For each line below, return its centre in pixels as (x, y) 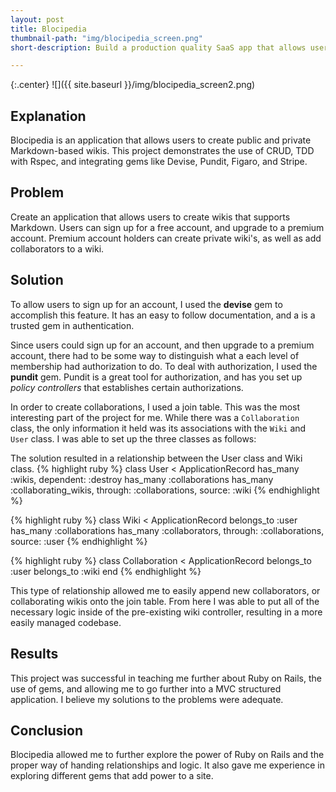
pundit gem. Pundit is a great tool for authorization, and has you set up (156, 377)
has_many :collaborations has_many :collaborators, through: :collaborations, (167, 530)
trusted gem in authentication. (72, 325)
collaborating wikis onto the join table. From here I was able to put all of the (165, 601)
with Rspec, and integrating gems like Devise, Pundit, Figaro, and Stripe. (159, 162)
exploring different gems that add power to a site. (112, 776)
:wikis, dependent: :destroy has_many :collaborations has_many (142, 479)
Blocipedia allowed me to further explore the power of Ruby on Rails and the (167, 755)
